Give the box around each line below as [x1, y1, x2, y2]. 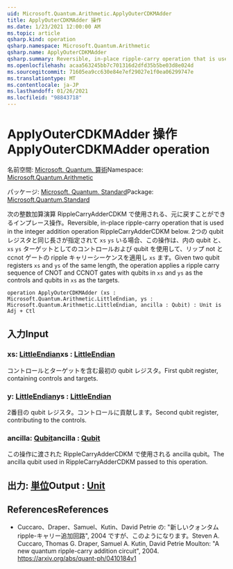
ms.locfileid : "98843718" [7, 95, 82, 102]
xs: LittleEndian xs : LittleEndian [7, 349, 116, 359]
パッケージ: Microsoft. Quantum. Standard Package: [7, 187, 154, 195]
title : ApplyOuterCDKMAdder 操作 [7, 17, 102, 24]
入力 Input [7, 328, 49, 340]
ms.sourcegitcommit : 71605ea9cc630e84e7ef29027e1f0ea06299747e [7, 68, 194, 75]
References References [7, 504, 109, 515]
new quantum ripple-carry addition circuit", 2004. [17, 547, 159, 555]
